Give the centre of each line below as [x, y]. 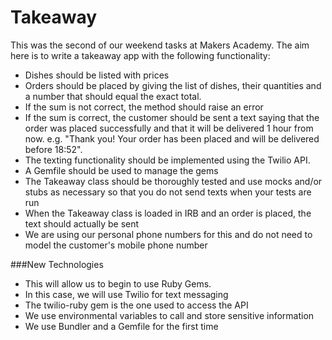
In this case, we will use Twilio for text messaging [126, 294]
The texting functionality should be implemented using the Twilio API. [167, 160]
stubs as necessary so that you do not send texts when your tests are [168, 192]
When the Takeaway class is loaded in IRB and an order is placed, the [168, 213]
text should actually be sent [82, 223]
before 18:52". [53, 149]
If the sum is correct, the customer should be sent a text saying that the [172, 117]
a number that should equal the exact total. [113, 96]
